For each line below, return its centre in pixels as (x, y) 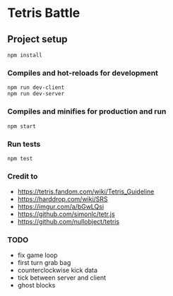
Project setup (38, 39)
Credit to (23, 176)
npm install (25, 55)
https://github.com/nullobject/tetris (68, 222)
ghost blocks (36, 285)
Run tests (24, 144)
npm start (22, 126)
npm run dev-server (36, 94)
